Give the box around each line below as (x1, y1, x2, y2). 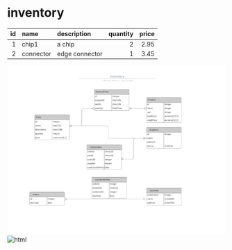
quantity (108, 30, 134, 38)
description (56, 30, 92, 38)
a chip (56, 40, 75, 48)
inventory (7, 5, 65, 21)
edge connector (56, 49, 103, 58)
